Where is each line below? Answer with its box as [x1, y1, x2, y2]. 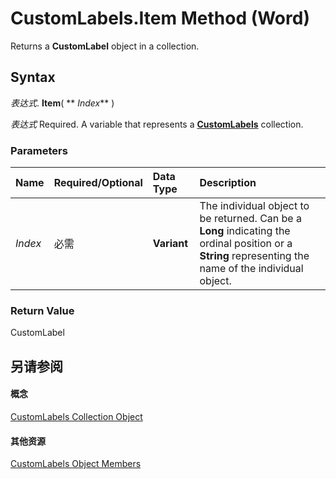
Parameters [10, 143, 68, 157]
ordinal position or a [199, 237, 293, 251]
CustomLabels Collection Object [10, 410, 143, 422]
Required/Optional [53, 176, 143, 190]
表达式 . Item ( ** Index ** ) [10, 97, 115, 109]
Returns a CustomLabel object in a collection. [10, 40, 200, 52]
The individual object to [199, 199, 310, 213]
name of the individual [199, 262, 304, 276]
